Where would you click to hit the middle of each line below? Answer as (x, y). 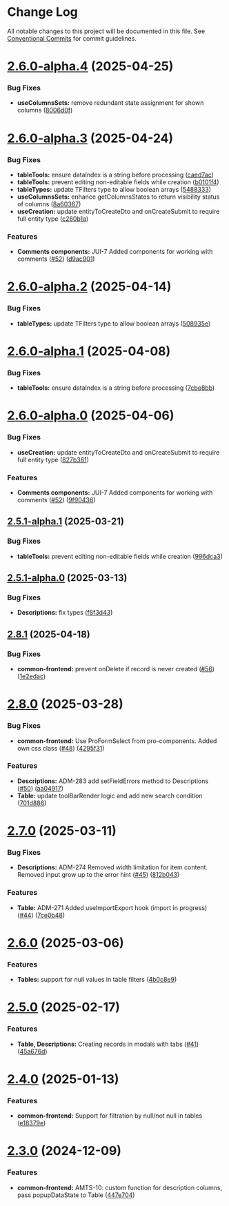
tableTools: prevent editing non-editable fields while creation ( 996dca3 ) (120, 556)
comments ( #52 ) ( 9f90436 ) (56, 500)
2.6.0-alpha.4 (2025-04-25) (90, 67)
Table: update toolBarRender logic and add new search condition (110, 795)
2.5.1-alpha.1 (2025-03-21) (66, 522)
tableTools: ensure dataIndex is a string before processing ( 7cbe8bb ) (116, 388)
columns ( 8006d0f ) (45, 110)
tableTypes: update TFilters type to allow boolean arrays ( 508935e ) (114, 323)
